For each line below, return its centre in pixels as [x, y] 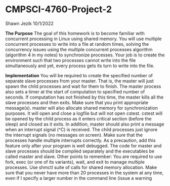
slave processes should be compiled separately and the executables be [80, 151]
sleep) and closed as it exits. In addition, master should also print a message [85, 124]
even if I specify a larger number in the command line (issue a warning [79, 178]
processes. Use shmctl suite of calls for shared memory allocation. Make [81, 167]
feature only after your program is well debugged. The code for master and [83, 145]
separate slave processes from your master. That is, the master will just [80, 81]
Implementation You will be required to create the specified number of [79, 75]
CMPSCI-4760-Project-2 [59, 9]
